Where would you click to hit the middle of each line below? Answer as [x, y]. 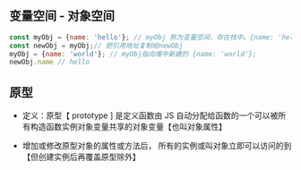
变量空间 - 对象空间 [62, 16]
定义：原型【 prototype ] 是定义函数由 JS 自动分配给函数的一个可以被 [150, 115]
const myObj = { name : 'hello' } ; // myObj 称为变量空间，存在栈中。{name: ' [146, 37]
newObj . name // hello [50, 62]
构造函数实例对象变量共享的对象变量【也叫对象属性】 [128, 127]
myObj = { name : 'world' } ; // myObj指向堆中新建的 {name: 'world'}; [133, 54]
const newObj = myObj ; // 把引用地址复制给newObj [96, 46]
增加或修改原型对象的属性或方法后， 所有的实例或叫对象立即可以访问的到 [157, 146]
